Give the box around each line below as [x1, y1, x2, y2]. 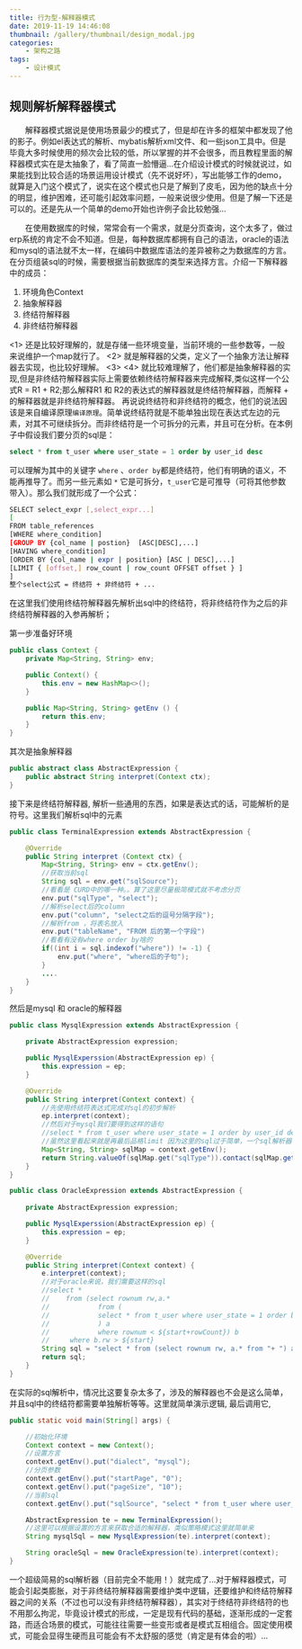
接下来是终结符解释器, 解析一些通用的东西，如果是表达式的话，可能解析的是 [9, 798, 289, 809]
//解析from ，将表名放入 [41, 919, 124, 928]
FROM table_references [9, 522, 94, 531]
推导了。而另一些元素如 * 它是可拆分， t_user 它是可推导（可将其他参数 [24, 476, 286, 487]
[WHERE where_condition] [9, 530, 102, 540]
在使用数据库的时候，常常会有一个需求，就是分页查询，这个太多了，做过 [25, 222, 293, 233]
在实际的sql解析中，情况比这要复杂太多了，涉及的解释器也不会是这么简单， [9, 1386, 289, 1397]
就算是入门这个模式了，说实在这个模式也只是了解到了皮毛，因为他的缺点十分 [9, 181, 293, 192]
